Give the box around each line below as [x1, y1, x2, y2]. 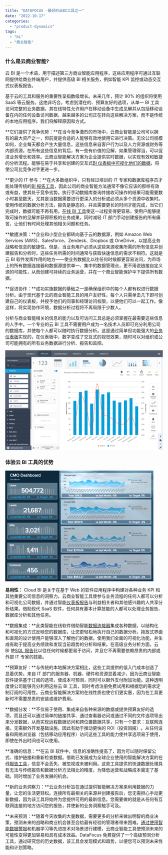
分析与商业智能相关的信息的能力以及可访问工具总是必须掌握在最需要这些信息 [5, 315, 163, 321]
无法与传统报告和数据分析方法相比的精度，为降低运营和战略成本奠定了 [9, 767, 154, 773]
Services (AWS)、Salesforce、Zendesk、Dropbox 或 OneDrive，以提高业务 [5, 237, 161, 243]
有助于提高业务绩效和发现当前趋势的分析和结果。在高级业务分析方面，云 [9, 641, 158, 647]
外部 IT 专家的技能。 [5, 654, 47, 660]
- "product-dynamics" [9, 24, 55, 29]
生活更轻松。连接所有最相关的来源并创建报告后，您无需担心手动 [26, 790, 158, 796]
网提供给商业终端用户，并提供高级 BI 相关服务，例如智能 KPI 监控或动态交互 [5, 76, 161, 82]
